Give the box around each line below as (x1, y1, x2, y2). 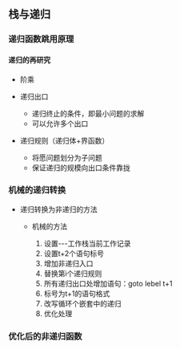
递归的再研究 (8, 55, 50, 64)
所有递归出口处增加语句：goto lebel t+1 (43, 278, 174, 288)
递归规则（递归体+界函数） (19, 136, 110, 145)
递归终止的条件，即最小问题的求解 (31, 108, 145, 118)
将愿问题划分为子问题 (31, 152, 102, 162)
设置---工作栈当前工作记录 (43, 238, 131, 248)
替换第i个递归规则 (43, 268, 102, 278)
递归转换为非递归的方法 (19, 204, 98, 214)
